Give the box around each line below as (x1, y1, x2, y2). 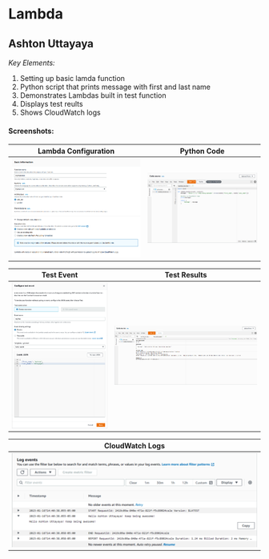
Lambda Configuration (37, 146, 114, 156)
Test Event (41, 270, 78, 280)
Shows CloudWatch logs (19, 107, 102, 117)
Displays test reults (19, 99, 83, 108)
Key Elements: (8, 58, 55, 67)
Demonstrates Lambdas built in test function (19, 91, 167, 100)
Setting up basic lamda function (19, 74, 126, 83)
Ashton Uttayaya (8, 37, 94, 51)
